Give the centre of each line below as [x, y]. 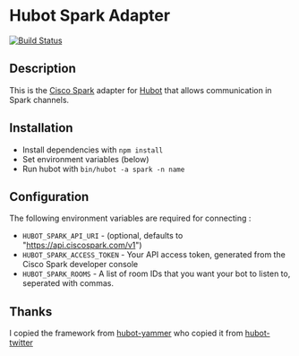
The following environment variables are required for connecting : [130, 218]
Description [43, 69]
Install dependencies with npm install [93, 150]
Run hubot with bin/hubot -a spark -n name [103, 169]
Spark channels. [39, 100]
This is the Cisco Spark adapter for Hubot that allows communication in [141, 90]
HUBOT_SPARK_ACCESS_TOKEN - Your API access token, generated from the [154, 255]
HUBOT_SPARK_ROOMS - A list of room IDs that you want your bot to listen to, [156, 274]
